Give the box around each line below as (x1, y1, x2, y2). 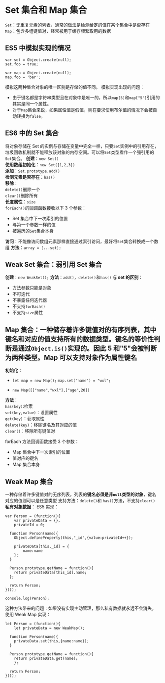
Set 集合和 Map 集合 (5, 4, 87, 16)
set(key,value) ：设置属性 (5, 409, 58, 416)
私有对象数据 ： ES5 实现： (5, 504, 59, 510)
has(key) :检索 (5, 403, 33, 409)
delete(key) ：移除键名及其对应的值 (5, 422, 77, 428)
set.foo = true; (5, 61, 38, 67)
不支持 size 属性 (12, 310, 43, 316)
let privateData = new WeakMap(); (14, 626, 85, 631)
